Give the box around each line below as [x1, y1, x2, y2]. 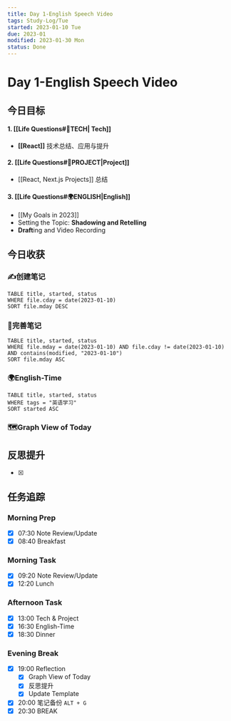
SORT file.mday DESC [7, 302, 69, 310]
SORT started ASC [7, 406, 59, 413]
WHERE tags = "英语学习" [7, 399, 77, 406]
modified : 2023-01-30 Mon [7, 37, 84, 44]
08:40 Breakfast [17, 536, 66, 546]
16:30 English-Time [17, 622, 75, 630]
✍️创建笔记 [7, 272, 46, 282]
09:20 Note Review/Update [17, 571, 98, 580]
